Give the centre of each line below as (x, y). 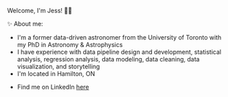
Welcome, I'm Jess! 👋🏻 (39, 11)
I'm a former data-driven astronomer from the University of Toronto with (119, 37)
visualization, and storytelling (58, 66)
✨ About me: (25, 24)
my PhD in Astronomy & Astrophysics (70, 45)
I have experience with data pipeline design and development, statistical (119, 52)
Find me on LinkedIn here (53, 87)
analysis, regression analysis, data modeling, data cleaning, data (109, 59)
